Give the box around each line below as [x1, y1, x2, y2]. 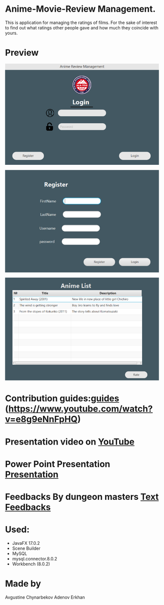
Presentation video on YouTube [5, 436, 135, 447]
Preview [5, 47, 39, 58]
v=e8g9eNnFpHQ [5, 414, 78, 425]
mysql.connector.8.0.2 [12, 556, 58, 561]
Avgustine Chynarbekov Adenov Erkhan [5, 594, 85, 600]
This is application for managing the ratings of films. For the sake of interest [5, 20, 157, 25]
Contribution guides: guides [5, 393, 120, 404]
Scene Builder [12, 545, 41, 551]
